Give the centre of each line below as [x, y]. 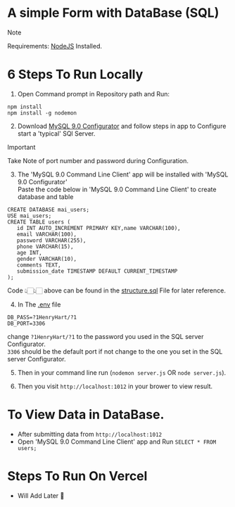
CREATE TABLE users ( [39, 222]
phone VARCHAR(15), [45, 246]
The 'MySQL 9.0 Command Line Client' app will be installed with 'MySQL [123, 174]
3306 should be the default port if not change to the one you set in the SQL [115, 351]
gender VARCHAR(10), [47, 259]
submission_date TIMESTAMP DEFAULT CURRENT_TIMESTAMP [97, 271]
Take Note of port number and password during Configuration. [98, 160]
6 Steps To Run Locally [75, 75]
